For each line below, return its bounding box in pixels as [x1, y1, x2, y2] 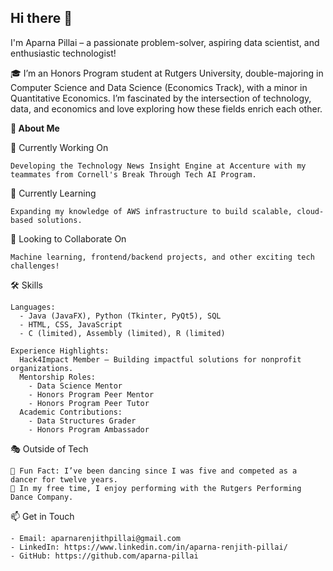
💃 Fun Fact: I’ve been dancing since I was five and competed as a [10, 466, 298, 476]
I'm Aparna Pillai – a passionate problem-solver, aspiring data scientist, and [10, 36, 320, 48]
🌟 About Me [10, 122, 60, 134]
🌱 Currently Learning [10, 187, 97, 199]
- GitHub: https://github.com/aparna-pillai [10, 551, 199, 561]
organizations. [10, 363, 74, 373]
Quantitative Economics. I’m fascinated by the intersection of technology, [10, 92, 312, 104]
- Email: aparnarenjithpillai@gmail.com [10, 533, 182, 543]
